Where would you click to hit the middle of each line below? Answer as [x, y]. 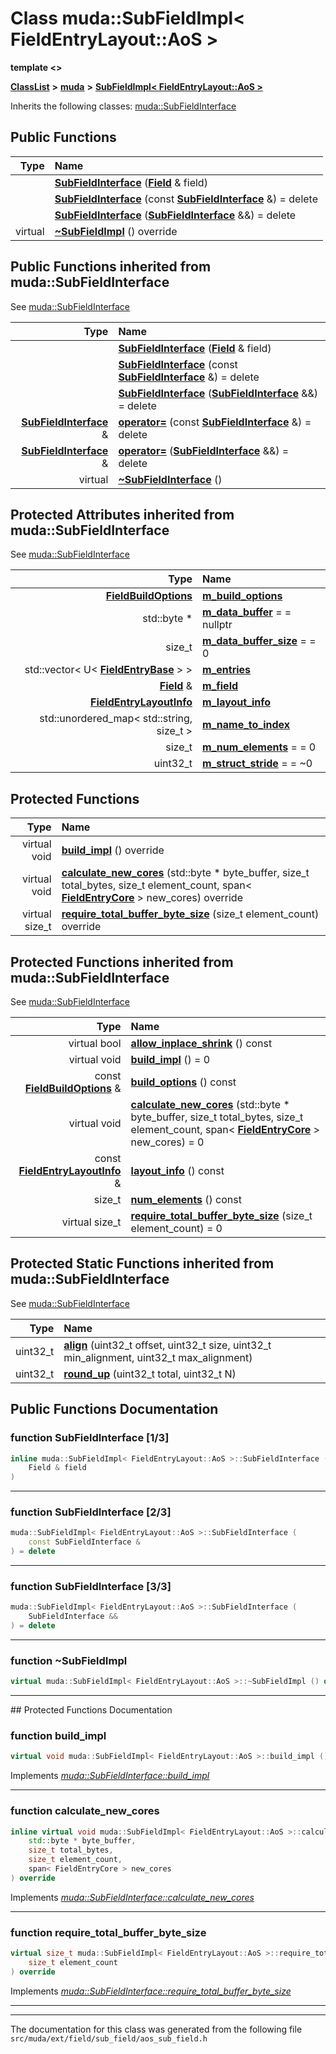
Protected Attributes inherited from [122, 514]
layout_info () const [177, 1170]
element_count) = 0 [176, 1228]
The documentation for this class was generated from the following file [156, 2029]
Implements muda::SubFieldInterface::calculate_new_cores [132, 1897]
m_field [220, 686]
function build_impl [58, 1736]
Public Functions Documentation [114, 1409]
